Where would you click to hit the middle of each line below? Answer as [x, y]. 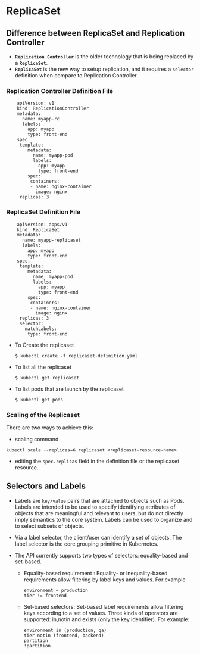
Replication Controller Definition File [60, 91]
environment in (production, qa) [65, 630]
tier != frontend [45, 596]
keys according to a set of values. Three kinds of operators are [101, 613]
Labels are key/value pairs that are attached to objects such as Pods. [99, 500]
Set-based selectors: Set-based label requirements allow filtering [104, 606]
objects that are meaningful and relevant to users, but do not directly [99, 513]
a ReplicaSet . [31, 63]
